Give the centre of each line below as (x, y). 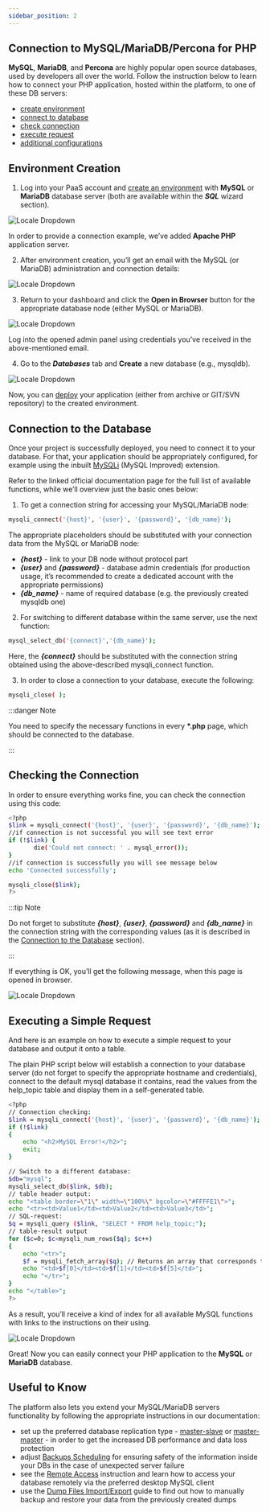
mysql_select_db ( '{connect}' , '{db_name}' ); (82, 640)
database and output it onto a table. (67, 1049)
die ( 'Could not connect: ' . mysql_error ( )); (111, 848)
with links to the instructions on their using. (80, 1322)
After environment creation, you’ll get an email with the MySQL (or (129, 260)
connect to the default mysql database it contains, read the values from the (133, 1082)
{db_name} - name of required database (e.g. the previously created (134, 593)
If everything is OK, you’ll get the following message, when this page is (126, 972)
